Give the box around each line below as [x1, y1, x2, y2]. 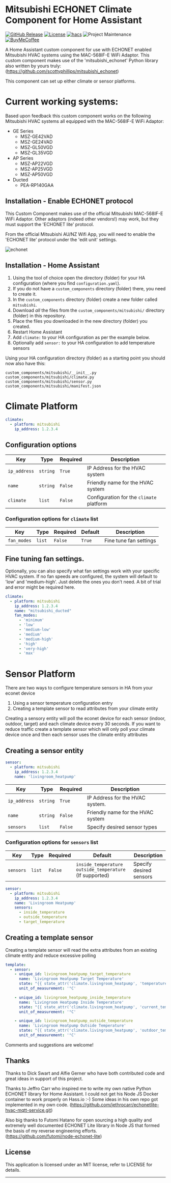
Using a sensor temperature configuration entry [12, 700, 113, 706]
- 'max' [18, 651, 36, 656]
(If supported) [76, 872, 109, 879]
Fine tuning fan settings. [5, 554, 84, 563]
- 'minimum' [18, 618, 44, 623]
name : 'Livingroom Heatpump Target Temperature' [18, 976, 124, 981]
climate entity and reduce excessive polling [5, 952, 96, 958]
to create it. [12, 291, 37, 297]
